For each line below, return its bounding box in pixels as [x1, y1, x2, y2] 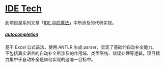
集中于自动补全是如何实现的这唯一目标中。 [9, 56, 96, 62]
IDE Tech [5, 3, 42, 14]
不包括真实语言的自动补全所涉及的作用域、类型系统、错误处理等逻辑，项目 [5, 50, 156, 56]
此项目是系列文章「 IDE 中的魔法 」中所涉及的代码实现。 [5, 20, 117, 25]
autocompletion [5, 31, 38, 37]
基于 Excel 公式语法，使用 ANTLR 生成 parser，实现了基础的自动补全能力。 [5, 44, 157, 50]
